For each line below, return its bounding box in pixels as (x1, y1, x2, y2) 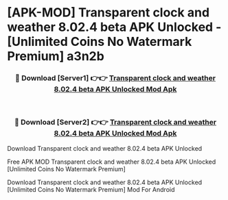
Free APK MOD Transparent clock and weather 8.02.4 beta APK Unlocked (7, 158, 216, 166)
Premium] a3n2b (7, 49, 104, 64)
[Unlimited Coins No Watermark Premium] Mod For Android (7, 185, 175, 193)
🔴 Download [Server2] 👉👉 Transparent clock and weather (14, 118, 217, 127)
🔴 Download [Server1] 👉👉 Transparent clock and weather (14, 73, 216, 83)
